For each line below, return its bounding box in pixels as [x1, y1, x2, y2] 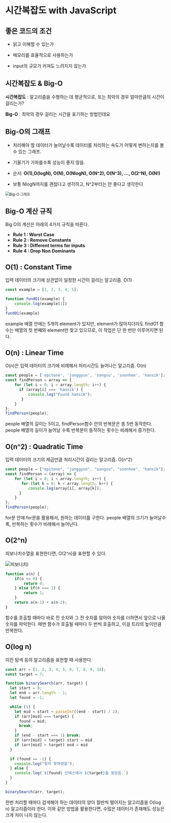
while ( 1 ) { [10, 704, 36, 710]
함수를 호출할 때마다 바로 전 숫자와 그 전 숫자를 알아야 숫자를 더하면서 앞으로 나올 [5, 614, 166, 621]
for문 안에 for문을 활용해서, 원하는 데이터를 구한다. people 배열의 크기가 [5, 515, 149, 520]
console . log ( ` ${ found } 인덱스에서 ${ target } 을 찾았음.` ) [14, 770, 129, 776]
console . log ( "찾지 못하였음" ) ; [14, 761, 75, 766]
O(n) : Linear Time [5, 349, 64, 357]
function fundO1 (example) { [5, 296, 65, 302]
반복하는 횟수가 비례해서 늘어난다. [12, 521, 79, 527]
